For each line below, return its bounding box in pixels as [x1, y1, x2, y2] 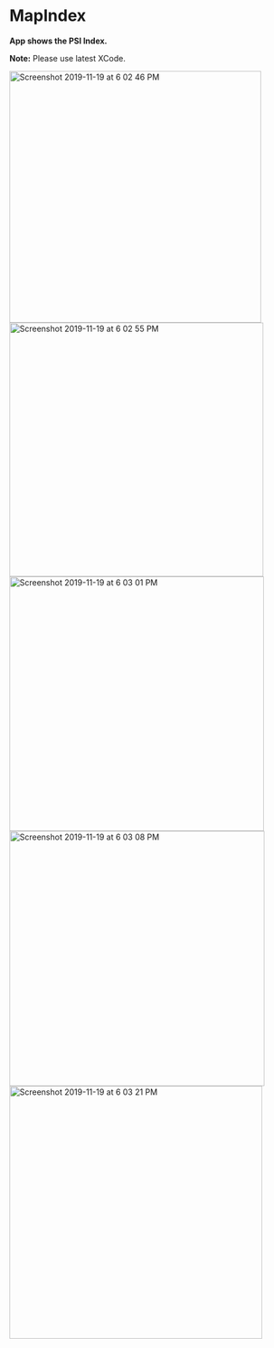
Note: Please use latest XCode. [9, 52, 127, 63]
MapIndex [9, 5, 87, 26]
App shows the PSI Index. [9, 35, 108, 46]
